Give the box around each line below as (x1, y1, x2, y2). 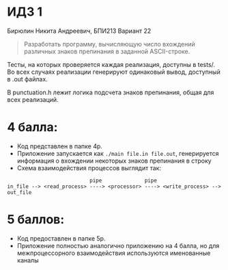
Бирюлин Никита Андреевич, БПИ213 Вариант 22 (7, 27, 152, 35)
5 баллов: (7, 212, 65, 228)
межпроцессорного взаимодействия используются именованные (16, 249, 211, 257)
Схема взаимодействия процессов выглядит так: (16, 163, 162, 172)
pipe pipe (89, 177, 157, 184)
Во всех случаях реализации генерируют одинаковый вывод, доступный (7, 68, 220, 76)
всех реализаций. (7, 95, 59, 103)
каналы (16, 256, 39, 264)
